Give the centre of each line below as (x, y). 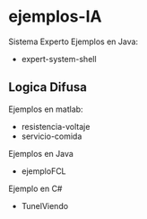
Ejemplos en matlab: (46, 109)
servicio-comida (52, 136)
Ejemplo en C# (35, 188)
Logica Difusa (48, 87)
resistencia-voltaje (56, 126)
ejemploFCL (43, 171)
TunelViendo (45, 205)
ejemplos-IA (55, 17)
